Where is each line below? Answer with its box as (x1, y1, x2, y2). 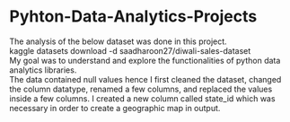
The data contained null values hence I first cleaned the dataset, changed (9, 74, 282, 84)
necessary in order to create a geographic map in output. (9, 102, 221, 113)
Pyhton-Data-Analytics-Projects (9, 6, 258, 27)
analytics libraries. (9, 65, 77, 75)
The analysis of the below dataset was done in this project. (9, 36, 227, 47)
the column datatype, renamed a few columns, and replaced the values (9, 83, 273, 94)
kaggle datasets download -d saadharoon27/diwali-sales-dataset (9, 45, 251, 56)
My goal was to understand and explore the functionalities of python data (9, 55, 281, 65)
